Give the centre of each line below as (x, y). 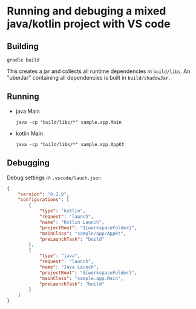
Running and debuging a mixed (87, 11)
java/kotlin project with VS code (89, 24)
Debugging (28, 163)
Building (23, 46)
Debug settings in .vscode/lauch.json (54, 177)
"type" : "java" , (60, 256)
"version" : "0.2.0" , (44, 194)
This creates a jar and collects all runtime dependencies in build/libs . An (99, 71)
